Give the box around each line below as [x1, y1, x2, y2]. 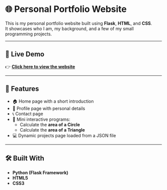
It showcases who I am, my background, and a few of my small [5, 25, 134, 31]
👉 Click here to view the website [5, 63, 76, 69]
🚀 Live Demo [5, 50, 45, 58]
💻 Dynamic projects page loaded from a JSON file [12, 132, 116, 138]
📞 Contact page [12, 111, 43, 117]
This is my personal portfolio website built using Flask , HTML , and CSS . [5, 20, 153, 26]
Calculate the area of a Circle [19, 121, 81, 128]
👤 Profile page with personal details [12, 105, 85, 111]
